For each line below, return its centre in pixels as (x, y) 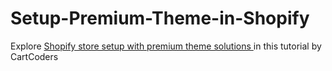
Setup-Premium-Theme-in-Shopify (160, 18)
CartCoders (34, 56)
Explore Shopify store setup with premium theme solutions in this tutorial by (166, 46)
